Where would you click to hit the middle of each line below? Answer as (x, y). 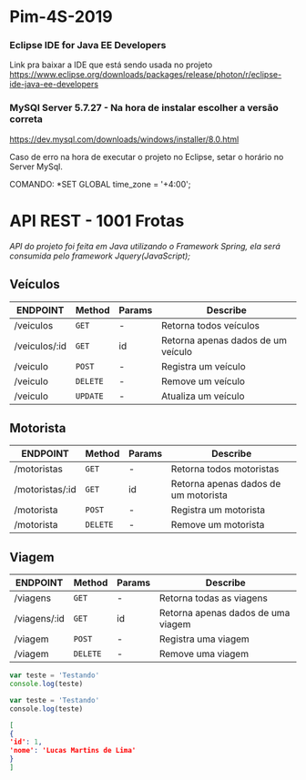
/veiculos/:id (40, 346)
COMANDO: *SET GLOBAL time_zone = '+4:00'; (100, 184)
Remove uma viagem (204, 654)
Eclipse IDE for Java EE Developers (88, 46)
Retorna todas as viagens (214, 598)
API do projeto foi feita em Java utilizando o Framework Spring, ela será (145, 246)
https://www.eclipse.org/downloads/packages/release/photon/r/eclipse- (146, 75)
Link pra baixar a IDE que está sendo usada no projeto (111, 65)
